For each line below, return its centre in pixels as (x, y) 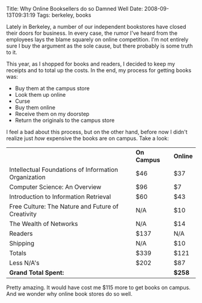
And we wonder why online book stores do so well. (69, 294)
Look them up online (40, 95)
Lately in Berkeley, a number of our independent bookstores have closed (96, 27)
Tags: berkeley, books (64, 15)
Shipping (22, 243)
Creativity (23, 214)
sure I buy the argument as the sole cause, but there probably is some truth (100, 46)
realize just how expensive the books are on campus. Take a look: (88, 138)
